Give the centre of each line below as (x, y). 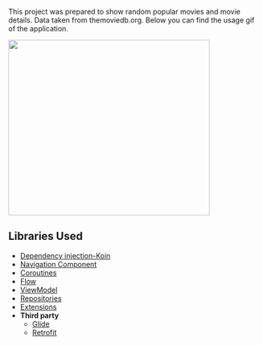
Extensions (38, 306)
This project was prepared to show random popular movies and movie (125, 12)
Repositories (41, 298)
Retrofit (44, 332)
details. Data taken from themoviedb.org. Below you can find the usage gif (131, 20)
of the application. (38, 28)
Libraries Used (45, 236)
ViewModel (39, 290)
